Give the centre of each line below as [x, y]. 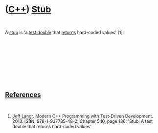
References [23, 95]
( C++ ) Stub [28, 9]
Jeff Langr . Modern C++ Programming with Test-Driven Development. [82, 116]
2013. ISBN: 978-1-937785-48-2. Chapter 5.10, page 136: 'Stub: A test [82, 121]
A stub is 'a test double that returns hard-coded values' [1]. [65, 32]
